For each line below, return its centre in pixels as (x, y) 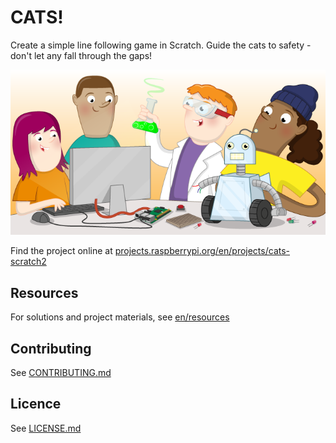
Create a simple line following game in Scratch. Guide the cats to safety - (161, 45)
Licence (36, 404)
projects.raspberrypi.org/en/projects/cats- (202, 251)
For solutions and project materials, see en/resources (120, 317)
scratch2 (28, 262)
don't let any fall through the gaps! (81, 55)
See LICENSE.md (46, 428)
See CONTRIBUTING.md (61, 373)
